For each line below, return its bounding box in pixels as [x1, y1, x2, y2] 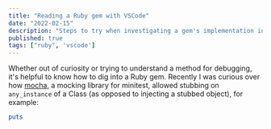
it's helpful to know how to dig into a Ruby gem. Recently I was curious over [8, 72, 261, 82]
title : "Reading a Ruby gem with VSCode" [8, 11, 150, 20]
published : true [8, 34, 63, 42]
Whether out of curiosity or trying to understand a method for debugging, [8, 63, 252, 73]
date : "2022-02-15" [8, 19, 74, 27]
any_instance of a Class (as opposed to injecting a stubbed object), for [8, 89, 244, 99]
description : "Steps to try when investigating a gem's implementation [8, 26, 254, 34]
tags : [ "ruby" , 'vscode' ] [8, 42, 95, 50]
